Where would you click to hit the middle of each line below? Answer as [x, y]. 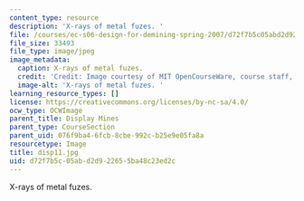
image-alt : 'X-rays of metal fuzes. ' [91, 85]
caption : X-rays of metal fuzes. [81, 69]
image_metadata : [40, 60]
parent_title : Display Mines [64, 119]
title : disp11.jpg [44, 152]
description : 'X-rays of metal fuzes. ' [87, 26]
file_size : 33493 [42, 43]
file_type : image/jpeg [52, 52]
